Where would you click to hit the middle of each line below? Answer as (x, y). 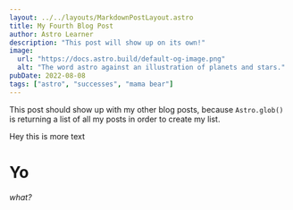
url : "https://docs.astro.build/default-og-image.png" (121, 59)
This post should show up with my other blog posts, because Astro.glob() (146, 109)
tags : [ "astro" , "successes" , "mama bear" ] (92, 84)
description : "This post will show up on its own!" (107, 42)
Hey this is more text (47, 136)
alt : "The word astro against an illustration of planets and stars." (151, 68)
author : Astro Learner (51, 34)
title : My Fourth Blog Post (62, 26)
